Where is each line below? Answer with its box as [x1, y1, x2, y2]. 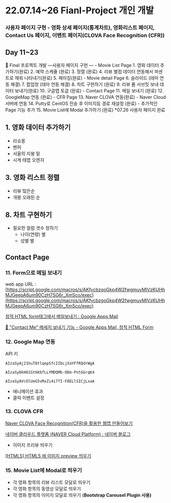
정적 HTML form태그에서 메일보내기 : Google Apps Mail [5, 314, 118, 320]
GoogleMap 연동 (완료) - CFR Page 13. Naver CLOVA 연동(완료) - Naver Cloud [5, 94, 166, 100]
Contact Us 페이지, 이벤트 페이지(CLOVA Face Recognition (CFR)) [5, 32, 165, 39]
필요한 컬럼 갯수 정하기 [12, 225, 58, 231]
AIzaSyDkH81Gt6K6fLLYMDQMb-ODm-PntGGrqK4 [5, 370, 95, 375]
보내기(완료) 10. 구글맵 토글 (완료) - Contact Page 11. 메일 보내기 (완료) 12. [14, 87, 164, 93]
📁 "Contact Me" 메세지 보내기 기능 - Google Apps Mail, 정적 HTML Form [5, 324, 154, 330]
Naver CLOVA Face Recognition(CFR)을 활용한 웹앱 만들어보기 [5, 420, 133, 426]
